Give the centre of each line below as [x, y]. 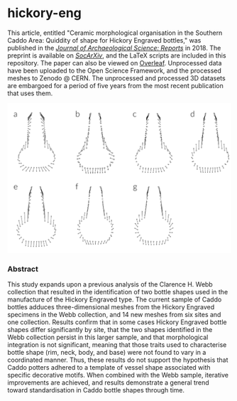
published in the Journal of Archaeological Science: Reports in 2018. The [114, 48]
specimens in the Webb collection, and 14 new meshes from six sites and [114, 315]
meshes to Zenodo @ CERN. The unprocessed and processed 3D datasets [116, 78]
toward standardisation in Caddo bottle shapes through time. [96, 390]
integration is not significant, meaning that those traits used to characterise [117, 345]
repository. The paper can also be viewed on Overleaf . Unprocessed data [115, 63]
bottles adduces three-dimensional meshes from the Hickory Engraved [111, 307]
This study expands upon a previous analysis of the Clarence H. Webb [110, 284]
